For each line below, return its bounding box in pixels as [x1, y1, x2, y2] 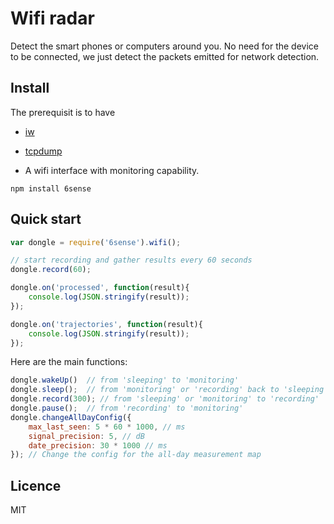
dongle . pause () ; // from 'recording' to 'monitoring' [10, 403, 244, 414]
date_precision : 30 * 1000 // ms [28, 440, 168, 451]
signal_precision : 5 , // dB [28, 431, 145, 441]
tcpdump [24, 145, 63, 157]
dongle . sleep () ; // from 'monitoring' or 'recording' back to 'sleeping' [10, 385, 329, 395]
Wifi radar [10, 7, 95, 30]
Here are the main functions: [10, 356, 128, 368]
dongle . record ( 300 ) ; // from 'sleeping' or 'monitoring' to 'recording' [10, 394, 320, 404]
